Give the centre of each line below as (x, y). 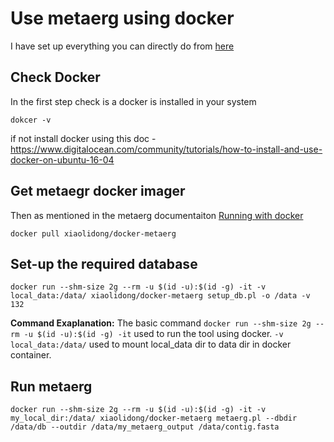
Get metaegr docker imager (98, 191)
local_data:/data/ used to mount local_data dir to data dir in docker (151, 344)
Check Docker (55, 77)
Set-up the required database (104, 263)
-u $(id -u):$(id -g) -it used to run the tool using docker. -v (153, 334)
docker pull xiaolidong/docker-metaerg (93, 233)
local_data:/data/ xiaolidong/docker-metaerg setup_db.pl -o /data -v (160, 296)
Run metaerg (51, 386)
